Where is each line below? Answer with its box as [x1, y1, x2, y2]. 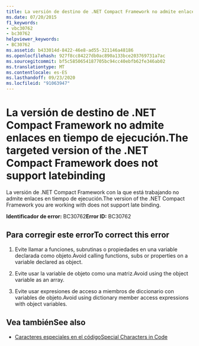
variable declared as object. [14, 258, 83, 265]
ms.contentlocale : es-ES [6, 69, 68, 75]
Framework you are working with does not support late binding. [6, 201, 161, 208]
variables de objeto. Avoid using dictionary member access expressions [14, 294, 189, 301]
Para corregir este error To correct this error [6, 230, 170, 240]
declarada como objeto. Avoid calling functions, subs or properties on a [14, 252, 188, 259]
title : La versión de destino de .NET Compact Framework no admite [6, 8, 176, 15]
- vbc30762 [6, 25, 33, 31]
